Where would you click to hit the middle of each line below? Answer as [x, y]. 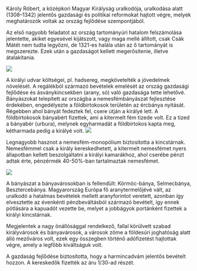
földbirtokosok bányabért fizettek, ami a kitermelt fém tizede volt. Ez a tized [98, 118]
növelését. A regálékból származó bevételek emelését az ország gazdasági [98, 86]
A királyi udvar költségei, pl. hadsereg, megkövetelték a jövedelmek [88, 80]
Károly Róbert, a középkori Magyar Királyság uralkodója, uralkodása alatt [94, 9]
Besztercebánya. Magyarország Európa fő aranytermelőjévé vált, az [89, 190]
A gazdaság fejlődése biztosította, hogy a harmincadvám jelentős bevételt [96, 256]
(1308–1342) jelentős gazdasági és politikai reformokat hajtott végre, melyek [98, 15]
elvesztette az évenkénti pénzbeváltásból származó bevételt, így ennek [93, 202]
